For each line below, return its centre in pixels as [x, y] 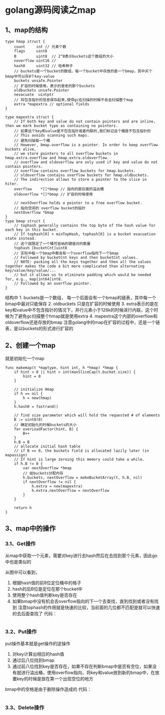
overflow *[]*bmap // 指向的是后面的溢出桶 [59, 189]
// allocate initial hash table [47, 446]
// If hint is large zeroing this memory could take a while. [79, 459]
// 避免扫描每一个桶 [32, 141]
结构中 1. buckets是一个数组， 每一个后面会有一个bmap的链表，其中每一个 [81, 298]
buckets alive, [21, 149]
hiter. [12, 184]
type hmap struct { [25, 41]
